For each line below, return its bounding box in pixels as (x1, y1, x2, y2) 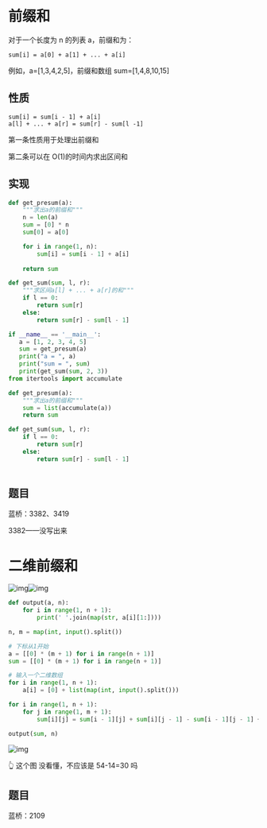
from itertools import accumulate (8, 374, 123, 382)
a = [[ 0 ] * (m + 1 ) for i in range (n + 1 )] (8, 649, 155, 658)
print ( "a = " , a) (18, 353, 77, 361)
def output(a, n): (8, 599, 69, 607)
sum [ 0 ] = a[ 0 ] (22, 228, 69, 237)
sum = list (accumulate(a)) (22, 404, 112, 412)
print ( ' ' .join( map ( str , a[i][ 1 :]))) (37, 613, 161, 622)
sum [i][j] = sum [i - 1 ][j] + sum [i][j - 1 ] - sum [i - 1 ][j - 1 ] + (37, 715, 261, 723)
